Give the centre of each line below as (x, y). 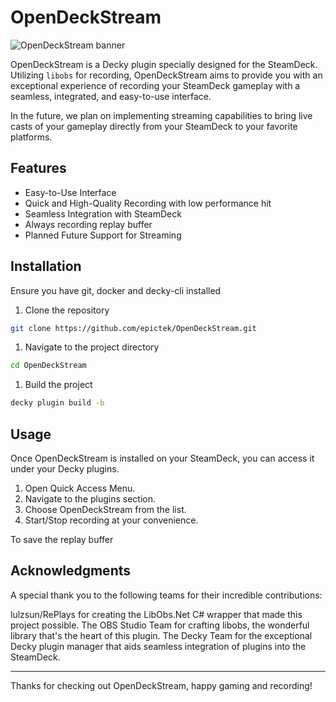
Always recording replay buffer (88, 224)
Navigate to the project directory (92, 347)
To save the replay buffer (62, 539)
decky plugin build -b (57, 403)
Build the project (58, 385)
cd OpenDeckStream (48, 366)
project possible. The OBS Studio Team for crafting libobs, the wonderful (160, 625)
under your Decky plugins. (65, 469)
